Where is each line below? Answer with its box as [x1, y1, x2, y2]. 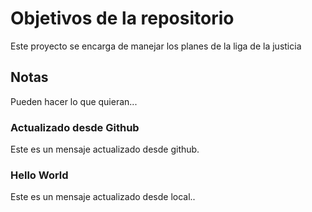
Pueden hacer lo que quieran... [10, 95, 138, 107]
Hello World [10, 168, 69, 182]
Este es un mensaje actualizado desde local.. [10, 191, 196, 203]
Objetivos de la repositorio [10, 7, 235, 30]
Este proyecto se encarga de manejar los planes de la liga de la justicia [10, 40, 302, 52]
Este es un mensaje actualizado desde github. [10, 143, 200, 156]
